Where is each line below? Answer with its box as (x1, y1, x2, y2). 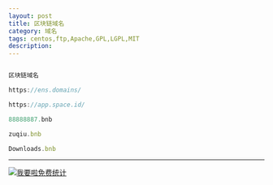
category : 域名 (8, 27, 58, 35)
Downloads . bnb (8, 144, 57, 153)
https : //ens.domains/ (8, 86, 82, 94)
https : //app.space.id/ (8, 101, 85, 109)
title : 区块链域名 (8, 19, 65, 28)
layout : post (8, 11, 53, 20)
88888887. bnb (8, 115, 53, 123)
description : (8, 42, 53, 50)
